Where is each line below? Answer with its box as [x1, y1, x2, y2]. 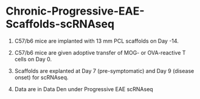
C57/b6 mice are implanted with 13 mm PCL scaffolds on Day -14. [14, 37, 179, 44]
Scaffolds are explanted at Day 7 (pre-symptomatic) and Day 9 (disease [14, 67, 195, 74]
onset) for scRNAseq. [14, 73, 69, 81]
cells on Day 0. [14, 55, 52, 63]
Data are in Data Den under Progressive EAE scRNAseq [14, 85, 153, 92]
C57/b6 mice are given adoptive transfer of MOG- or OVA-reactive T [14, 49, 186, 56]
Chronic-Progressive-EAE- [5, 4, 145, 18]
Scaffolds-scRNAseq [5, 17, 115, 31]
